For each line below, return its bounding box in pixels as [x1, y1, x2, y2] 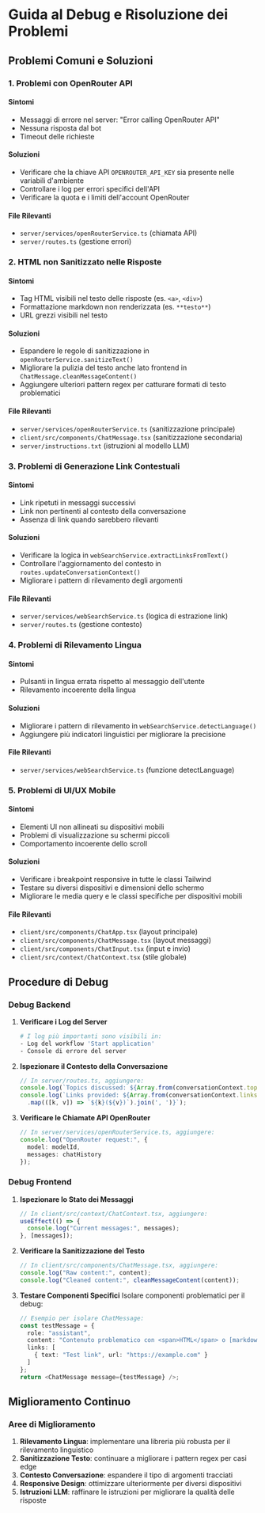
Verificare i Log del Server [19, 1017, 108, 1026]
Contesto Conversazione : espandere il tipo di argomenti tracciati [19, 1470, 233, 1480]
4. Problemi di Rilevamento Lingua [8, 640, 142, 651]
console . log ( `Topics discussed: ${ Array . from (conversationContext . [19, 1084, 248, 1092]
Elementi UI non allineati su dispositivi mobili [19, 822, 165, 831]
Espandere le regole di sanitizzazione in [19, 346, 150, 355]
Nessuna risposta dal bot [19, 123, 101, 132]
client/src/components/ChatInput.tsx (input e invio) [19, 944, 191, 953]
